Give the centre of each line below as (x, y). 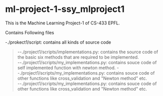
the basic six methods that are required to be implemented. (78, 57)
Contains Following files (30, 32)
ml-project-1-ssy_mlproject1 (65, 9)
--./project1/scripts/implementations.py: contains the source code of (88, 52)
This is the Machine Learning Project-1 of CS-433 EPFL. (63, 23)
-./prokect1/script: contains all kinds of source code (58, 42)
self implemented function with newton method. (67, 68)
